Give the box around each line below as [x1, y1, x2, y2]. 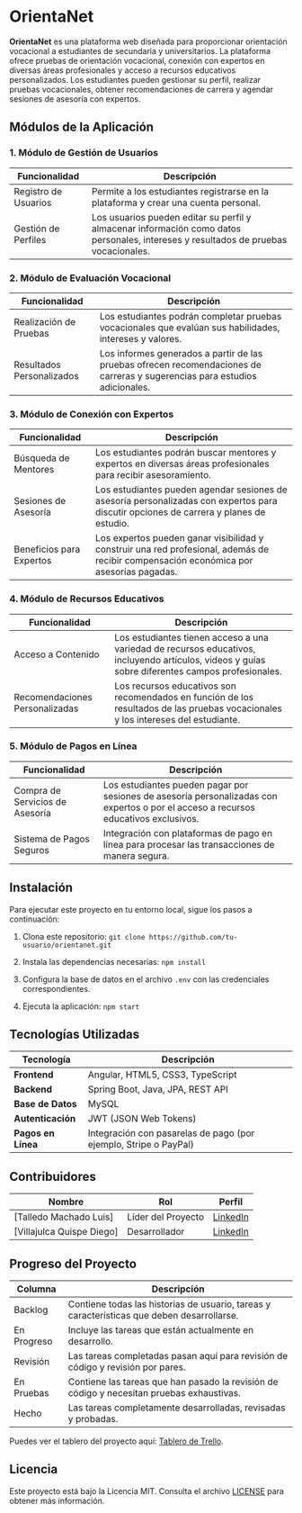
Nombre [48, 1195, 84, 1208]
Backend [13, 1083, 52, 1095]
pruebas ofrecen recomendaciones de [99, 358, 262, 371]
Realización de [13, 315, 76, 328]
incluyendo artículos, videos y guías [114, 653, 266, 666]
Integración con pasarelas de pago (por [87, 1127, 255, 1139]
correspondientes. [22, 983, 91, 994]
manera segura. [102, 849, 170, 861]
